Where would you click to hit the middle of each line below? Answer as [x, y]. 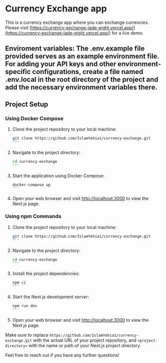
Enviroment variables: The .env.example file [75, 48]
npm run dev [25, 306]
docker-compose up [31, 185]
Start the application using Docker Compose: [58, 176]
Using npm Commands [33, 217]
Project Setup [27, 104]
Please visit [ [18, 27]
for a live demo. [128, 33]
